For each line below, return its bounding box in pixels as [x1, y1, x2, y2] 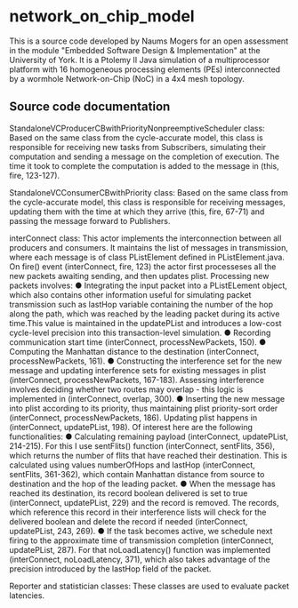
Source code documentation [9, 100, 171, 115]
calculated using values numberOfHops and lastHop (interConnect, [9, 460, 255, 470]
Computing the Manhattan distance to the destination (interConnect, [9, 346, 260, 356]
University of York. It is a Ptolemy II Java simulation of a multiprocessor [9, 54, 270, 65]
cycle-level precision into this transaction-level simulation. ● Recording [9, 327, 271, 338]
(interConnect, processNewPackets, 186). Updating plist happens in [9, 412, 258, 423]
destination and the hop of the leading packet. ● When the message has [9, 478, 276, 489]
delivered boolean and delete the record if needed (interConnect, [9, 516, 248, 526]
